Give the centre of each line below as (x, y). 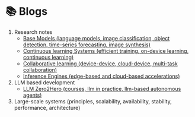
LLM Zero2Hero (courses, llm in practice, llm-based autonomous (102, 88)
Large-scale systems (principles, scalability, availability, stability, (93, 101)
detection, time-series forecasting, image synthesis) (87, 45)
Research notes (33, 32)
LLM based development (44, 82)
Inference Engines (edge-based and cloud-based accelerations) (101, 76)
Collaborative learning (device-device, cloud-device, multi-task (100, 64)
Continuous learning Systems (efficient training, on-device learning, (106, 50)
